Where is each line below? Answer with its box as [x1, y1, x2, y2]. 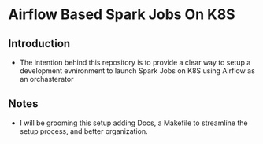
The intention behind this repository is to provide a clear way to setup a [19, 57, 251, 67]
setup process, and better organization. [19, 126, 148, 135]
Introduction [8, 37, 71, 50]
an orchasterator [19, 75, 74, 83]
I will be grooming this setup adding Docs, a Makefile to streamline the [19, 118, 248, 127]
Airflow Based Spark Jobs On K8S [8, 6, 235, 24]
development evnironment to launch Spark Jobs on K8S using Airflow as [19, 66, 256, 76]
